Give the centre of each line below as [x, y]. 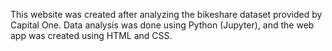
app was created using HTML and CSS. [91, 35]
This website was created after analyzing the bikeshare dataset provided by [166, 14]
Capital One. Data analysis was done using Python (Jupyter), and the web [162, 25]
